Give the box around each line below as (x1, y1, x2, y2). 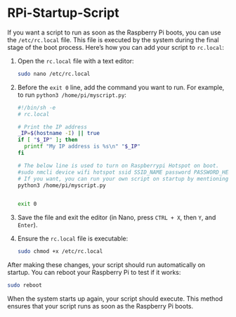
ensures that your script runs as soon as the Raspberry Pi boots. (7, 302, 194, 311)
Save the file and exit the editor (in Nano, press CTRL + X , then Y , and (17, 213, 216, 222)
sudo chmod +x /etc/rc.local (17, 248, 103, 255)
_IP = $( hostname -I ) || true (17, 130, 100, 137)
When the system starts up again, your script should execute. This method (7, 295, 223, 303)
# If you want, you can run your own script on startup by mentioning (17, 175, 229, 182)
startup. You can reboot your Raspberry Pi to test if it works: (7, 269, 181, 277)
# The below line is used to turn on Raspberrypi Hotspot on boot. (17, 162, 219, 169)
